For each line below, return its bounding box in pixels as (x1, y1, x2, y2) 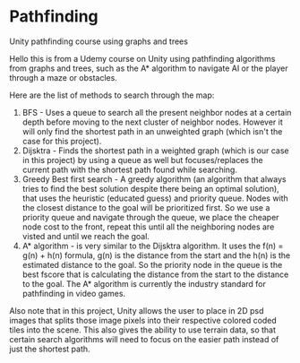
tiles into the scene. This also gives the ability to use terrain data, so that (9, 324, 276, 335)
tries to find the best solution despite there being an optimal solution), (21, 183, 279, 194)
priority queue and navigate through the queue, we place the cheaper (21, 212, 279, 222)
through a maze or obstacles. (9, 72, 118, 82)
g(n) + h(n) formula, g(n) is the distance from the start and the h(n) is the (21, 249, 291, 261)
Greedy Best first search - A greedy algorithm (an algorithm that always (21, 173, 287, 185)
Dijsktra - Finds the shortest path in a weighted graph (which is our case (21, 145, 289, 156)
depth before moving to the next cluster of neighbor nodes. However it (21, 117, 284, 127)
